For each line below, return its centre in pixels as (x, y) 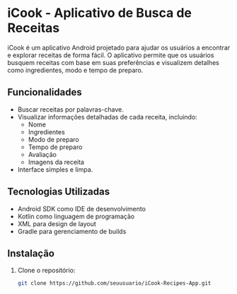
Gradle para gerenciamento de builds (72, 231)
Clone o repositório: (46, 271)
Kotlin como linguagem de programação (76, 216)
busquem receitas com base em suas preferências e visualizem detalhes (113, 62)
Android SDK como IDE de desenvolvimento (82, 208)
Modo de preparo (53, 139)
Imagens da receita (56, 162)
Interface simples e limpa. (55, 169)
